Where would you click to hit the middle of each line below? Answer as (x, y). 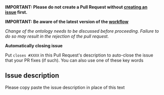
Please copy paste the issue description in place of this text (65, 87)
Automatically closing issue (34, 46)
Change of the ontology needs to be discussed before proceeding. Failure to (82, 31)
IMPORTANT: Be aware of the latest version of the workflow (67, 22)
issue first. (16, 12)
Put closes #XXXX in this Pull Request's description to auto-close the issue (79, 55)
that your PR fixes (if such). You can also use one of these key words (74, 60)
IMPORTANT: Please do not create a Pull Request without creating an (76, 7)
